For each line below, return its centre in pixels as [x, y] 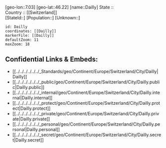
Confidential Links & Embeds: [52, 59]
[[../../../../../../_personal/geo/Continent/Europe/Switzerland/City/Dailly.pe [86, 124]
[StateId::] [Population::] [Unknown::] [43, 18]
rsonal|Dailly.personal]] [36, 129]
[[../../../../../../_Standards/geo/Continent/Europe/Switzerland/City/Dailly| [85, 71]
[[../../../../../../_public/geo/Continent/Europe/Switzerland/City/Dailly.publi [86, 82]
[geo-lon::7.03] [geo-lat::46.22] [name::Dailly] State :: [59, 7]
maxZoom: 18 [17, 44]
